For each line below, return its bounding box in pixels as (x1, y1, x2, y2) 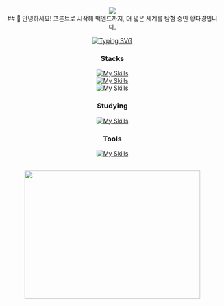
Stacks (100, 54, 125, 63)
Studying (96, 101, 129, 110)
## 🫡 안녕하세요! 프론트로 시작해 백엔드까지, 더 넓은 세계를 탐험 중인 (7, 14, 188, 23)
